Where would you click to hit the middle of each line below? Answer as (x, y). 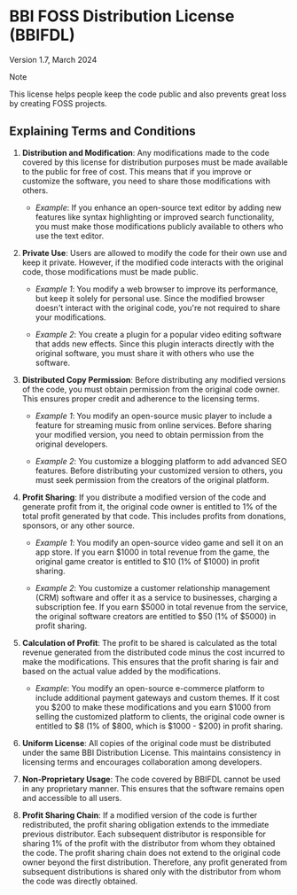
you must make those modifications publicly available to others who (159, 226)
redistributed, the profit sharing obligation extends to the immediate (145, 824)
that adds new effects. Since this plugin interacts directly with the (155, 344)
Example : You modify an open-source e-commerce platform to (150, 688)
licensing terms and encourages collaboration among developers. (142, 762)
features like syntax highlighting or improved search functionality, (155, 217)
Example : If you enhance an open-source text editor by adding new (158, 207)
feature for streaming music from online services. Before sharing (153, 425)
